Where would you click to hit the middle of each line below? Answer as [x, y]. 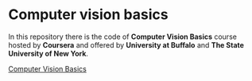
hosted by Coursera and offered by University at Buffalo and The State [126, 44]
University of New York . [48, 53]
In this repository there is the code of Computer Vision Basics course [122, 37]
